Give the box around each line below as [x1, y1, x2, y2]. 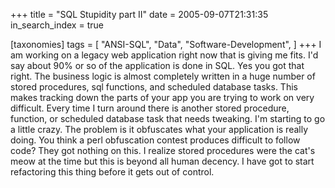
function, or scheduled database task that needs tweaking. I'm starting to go [10, 113, 326, 124]
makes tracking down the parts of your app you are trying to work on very [10, 92, 315, 103]
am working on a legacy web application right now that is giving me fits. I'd [10, 49, 319, 61]
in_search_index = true [10, 19, 104, 31]
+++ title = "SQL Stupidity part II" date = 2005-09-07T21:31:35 [10, 9, 269, 20]
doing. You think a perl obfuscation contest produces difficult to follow [10, 134, 301, 146]
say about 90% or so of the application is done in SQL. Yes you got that [10, 60, 305, 71]
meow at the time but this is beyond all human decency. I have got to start [10, 155, 315, 167]
